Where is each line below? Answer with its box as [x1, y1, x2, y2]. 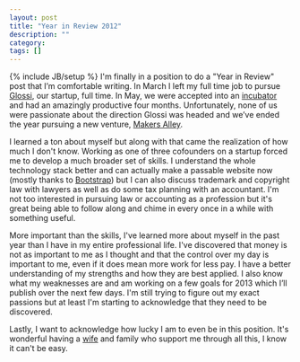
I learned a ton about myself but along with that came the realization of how [9, 137, 288, 147]
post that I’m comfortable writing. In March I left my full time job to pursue [9, 81, 280, 92]
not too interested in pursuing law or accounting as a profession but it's [9, 194, 273, 205]
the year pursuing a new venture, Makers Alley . [9, 119, 184, 130]
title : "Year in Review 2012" [9, 22, 123, 31]
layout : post [9, 13, 58, 22]
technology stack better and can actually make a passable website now [9, 165, 273, 176]
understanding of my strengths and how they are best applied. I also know [9, 269, 284, 279]
